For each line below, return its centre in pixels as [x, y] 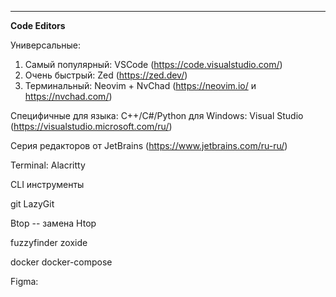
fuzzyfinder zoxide [49, 242]
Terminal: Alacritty [48, 165]
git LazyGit [32, 204]
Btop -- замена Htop [53, 223]
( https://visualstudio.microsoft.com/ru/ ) [91, 126]
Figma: [24, 281]
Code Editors [38, 25]
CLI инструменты [47, 184]
